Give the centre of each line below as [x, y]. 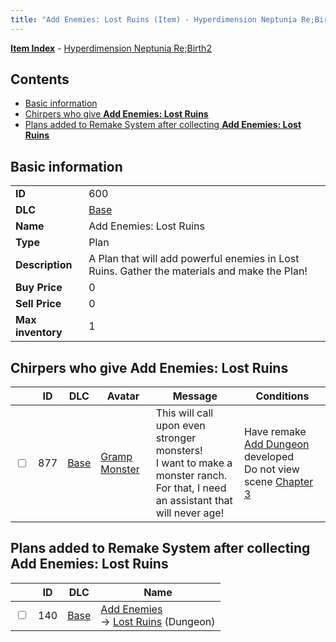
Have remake [275, 432]
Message [195, 396]
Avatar [123, 396]
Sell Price [38, 304]
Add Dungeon [276, 444]
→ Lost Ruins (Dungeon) [158, 621]
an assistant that [194, 501]
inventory [39, 333]
